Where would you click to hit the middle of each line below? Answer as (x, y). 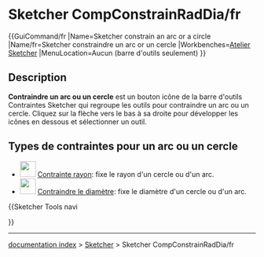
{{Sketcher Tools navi (43, 207)
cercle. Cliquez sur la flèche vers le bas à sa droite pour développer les (123, 113)
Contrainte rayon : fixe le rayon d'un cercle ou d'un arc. (126, 174)
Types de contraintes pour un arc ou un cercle (123, 147)
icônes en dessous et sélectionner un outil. (78, 121)
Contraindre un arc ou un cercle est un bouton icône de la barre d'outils (125, 97)
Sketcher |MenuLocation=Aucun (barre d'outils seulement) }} (107, 53)
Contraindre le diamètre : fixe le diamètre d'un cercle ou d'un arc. (142, 191)
